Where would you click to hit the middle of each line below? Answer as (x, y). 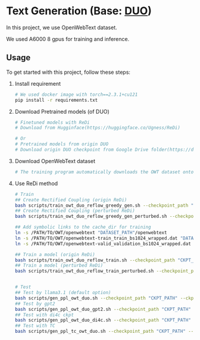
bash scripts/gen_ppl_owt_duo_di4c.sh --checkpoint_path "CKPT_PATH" (103, 320)
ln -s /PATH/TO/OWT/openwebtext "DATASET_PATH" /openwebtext (91, 233)
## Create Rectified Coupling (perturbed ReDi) (75, 211)
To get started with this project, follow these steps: (68, 72)
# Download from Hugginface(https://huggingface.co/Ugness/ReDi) (97, 128)
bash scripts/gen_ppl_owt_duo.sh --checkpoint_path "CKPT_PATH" (96, 298)
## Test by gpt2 (35, 304)
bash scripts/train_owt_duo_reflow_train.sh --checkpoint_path (95, 260)
